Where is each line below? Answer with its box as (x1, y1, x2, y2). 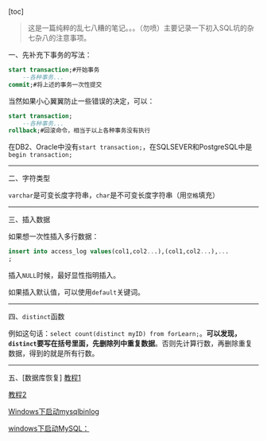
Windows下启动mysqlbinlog (8, 407, 99, 416)
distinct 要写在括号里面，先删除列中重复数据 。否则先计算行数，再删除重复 (8, 338, 253, 348)
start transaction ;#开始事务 (8, 66, 100, 74)
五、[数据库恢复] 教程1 (8, 373, 81, 382)
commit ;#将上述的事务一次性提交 (8, 80, 103, 88)
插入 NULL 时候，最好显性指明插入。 (8, 271, 121, 279)
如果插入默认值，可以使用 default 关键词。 (8, 287, 145, 297)
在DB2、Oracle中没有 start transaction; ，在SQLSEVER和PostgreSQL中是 (8, 142, 253, 152)
